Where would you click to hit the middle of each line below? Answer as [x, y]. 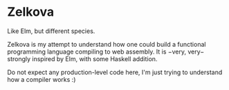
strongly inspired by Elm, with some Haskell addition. [82, 58]
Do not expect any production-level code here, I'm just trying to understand [115, 72]
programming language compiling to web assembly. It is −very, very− [106, 52]
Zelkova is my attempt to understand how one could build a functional [107, 44]
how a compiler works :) [42, 79]
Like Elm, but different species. [51, 31]
